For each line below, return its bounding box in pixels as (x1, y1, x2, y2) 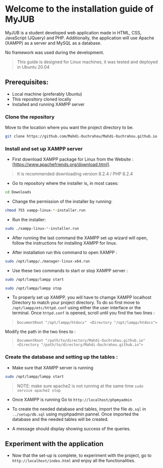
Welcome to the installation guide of (5, 3, 154, 15)
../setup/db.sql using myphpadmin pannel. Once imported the (12, 411, 139, 417)
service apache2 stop (16, 388, 61, 393)
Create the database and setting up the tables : (5, 353, 118, 360)
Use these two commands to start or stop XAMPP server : (12, 267, 128, 273)
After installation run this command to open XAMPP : (12, 249, 117, 255)
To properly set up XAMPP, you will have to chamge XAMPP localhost (12, 295, 152, 301)
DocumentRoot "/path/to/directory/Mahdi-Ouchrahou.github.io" (16, 338, 146, 343)
